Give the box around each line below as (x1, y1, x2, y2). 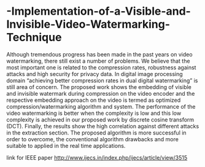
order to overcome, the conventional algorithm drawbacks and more (6, 135, 179, 142)
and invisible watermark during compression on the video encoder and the (6, 90, 195, 97)
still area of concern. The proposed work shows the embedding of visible (6, 83, 192, 90)
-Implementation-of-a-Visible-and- (6, 4, 191, 18)
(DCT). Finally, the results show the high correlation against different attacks (6, 122, 199, 130)
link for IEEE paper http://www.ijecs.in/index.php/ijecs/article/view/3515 (6, 153, 188, 161)
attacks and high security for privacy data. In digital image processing (6, 70, 183, 77)
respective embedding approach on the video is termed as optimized (6, 96, 181, 104)
